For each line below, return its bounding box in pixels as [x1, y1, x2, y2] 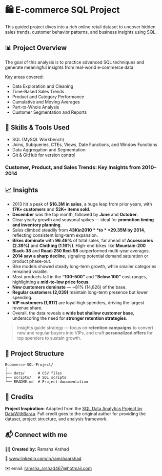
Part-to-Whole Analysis [12, 104, 60, 110]
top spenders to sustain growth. [17, 335, 81, 341]
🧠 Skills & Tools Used [5, 124, 70, 132]
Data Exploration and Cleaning [12, 83, 74, 89]
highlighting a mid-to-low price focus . [12, 279, 90, 285]
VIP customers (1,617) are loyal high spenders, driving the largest [12, 300, 145, 306]
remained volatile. [12, 269, 48, 274]
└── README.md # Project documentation [5, 379, 89, 384]
